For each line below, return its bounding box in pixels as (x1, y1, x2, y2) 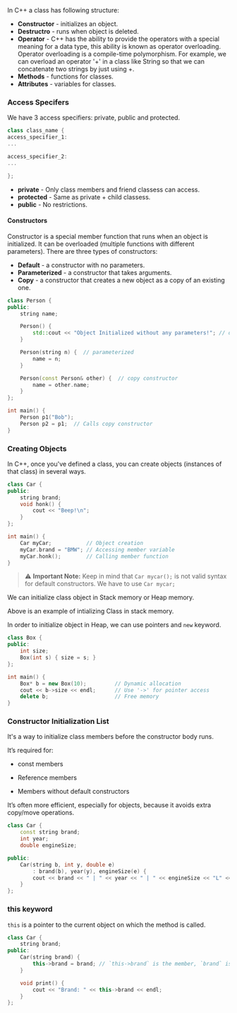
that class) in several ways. (7, 467, 86, 476)
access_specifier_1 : (7, 134, 68, 141)
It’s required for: (7, 746, 54, 755)
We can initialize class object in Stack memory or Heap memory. (7, 593, 195, 602)
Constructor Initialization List (7, 717, 109, 727)
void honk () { (20, 500, 61, 508)
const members (17, 760, 63, 768)
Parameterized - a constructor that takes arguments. (17, 268, 172, 276)
